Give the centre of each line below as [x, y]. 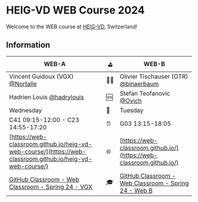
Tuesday [132, 110]
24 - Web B [136, 190]
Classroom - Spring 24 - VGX [51, 187]
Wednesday [26, 110]
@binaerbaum [139, 84]
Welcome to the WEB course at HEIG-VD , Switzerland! [72, 27]
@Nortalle [23, 84]
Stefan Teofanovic [145, 93]
